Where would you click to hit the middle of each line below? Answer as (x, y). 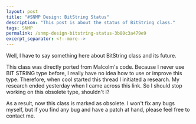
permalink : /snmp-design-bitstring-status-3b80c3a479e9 (76, 33)
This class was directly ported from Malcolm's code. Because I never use (95, 67)
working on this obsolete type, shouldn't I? (58, 92)
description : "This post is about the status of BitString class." (91, 22)
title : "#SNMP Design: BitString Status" (58, 17)
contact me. (21, 116)
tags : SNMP (19, 28)
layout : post (22, 11)
